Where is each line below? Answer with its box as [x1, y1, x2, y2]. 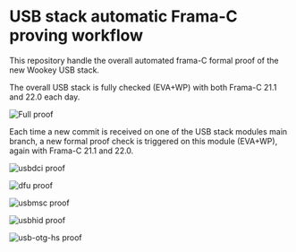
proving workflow [9, 25, 144, 46]
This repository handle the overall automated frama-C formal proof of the [9, 55, 279, 65]
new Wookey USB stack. [9, 65, 100, 75]
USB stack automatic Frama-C [9, 6, 239, 27]
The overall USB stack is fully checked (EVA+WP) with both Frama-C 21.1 [9, 82, 277, 92]
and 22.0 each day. [9, 91, 80, 102]
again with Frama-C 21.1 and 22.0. [9, 145, 134, 156]
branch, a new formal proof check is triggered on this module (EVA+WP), [9, 135, 278, 146]
